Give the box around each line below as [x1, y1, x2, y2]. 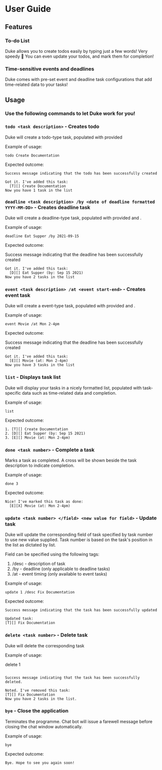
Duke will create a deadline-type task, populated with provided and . [5, 215, 142, 221]
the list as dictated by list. [5, 542, 56, 548]
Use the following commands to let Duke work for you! [5, 110, 136, 117]
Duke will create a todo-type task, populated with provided [5, 134, 123, 140]
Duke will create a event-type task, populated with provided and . [5, 303, 136, 309]
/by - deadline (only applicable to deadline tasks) [12, 566, 110, 572]
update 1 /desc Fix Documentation [5, 590, 75, 595]
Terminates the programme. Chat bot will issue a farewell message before [5, 719, 153, 724]
